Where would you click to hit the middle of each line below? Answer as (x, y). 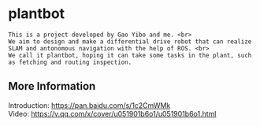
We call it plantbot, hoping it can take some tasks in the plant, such (130, 55)
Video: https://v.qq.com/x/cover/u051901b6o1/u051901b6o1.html (112, 113)
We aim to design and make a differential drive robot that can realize (130, 41)
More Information (52, 86)
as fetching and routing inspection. (70, 62)
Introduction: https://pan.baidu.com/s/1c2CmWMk (89, 105)
